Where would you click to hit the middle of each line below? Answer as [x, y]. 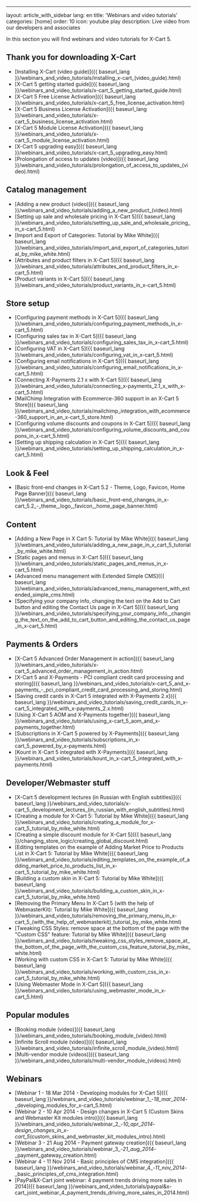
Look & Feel [28, 473]
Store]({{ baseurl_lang [41, 405]
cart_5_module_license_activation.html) [62, 140]
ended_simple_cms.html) [45, 595]
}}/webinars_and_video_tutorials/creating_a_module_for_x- [85, 822]
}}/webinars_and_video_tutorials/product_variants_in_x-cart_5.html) [95, 285]
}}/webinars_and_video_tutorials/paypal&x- [120, 1187]
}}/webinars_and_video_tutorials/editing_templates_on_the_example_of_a [102, 859]
